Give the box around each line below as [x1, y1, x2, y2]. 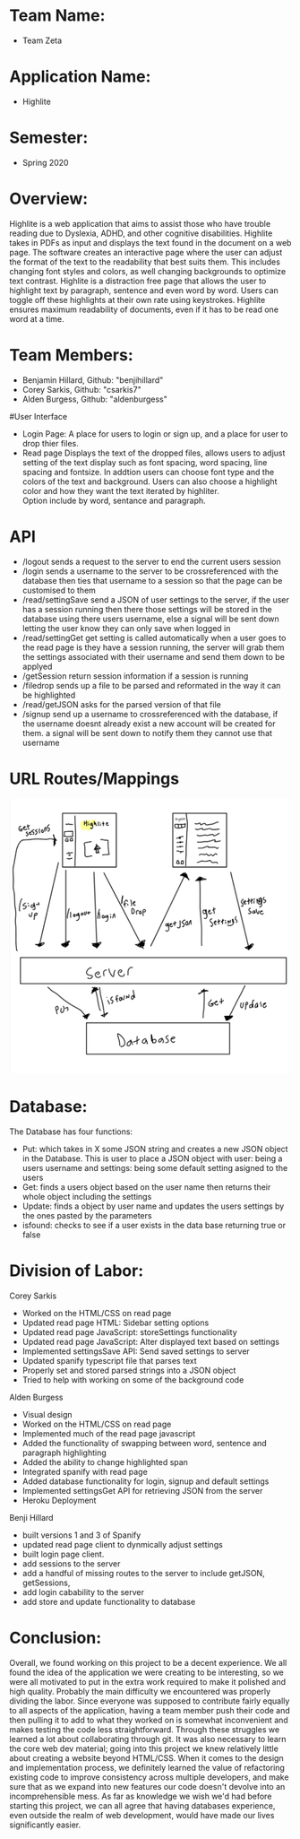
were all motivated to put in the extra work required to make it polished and [9, 1677, 287, 1687]
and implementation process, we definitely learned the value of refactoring [9, 1763, 285, 1774]
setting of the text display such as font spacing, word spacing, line [21, 456, 268, 467]
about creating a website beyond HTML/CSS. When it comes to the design [9, 1753, 284, 1764]
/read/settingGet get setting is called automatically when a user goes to [21, 632, 287, 643]
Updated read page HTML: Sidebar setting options [21, 1317, 210, 1328]
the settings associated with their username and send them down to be [21, 651, 285, 662]
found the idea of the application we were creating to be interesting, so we [9, 1667, 285, 1678]
